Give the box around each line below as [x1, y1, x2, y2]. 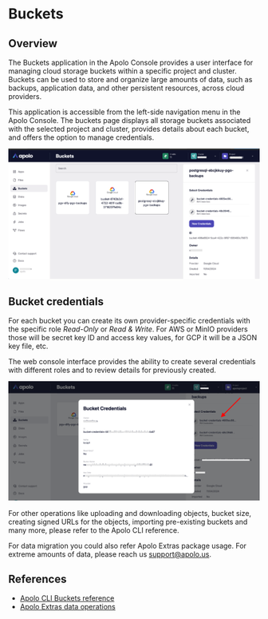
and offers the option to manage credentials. [8, 133, 155, 142]
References [8, 573, 67, 586]
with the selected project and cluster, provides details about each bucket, [8, 125, 250, 133]
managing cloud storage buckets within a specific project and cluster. [8, 66, 237, 76]
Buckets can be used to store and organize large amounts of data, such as [8, 75, 253, 84]
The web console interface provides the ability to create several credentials [8, 356, 257, 366]
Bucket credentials [8, 295, 104, 308]
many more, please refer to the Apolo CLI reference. [8, 525, 179, 535]
